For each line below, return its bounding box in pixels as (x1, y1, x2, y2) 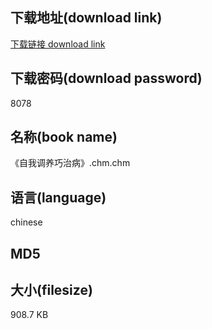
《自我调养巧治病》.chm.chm (10, 157, 131, 169)
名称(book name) (10, 129, 118, 146)
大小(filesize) (10, 282, 93, 299)
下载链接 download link (10, 38, 106, 50)
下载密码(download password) (10, 70, 203, 87)
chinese (10, 216, 43, 228)
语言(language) (10, 189, 107, 206)
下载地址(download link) (10, 9, 163, 27)
